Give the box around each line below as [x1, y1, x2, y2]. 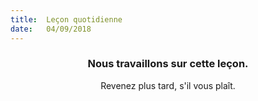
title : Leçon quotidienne [10, 14, 123, 25]
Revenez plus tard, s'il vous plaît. [100, 79, 236, 91]
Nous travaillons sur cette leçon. [87, 57, 249, 71]
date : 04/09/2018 [10, 24, 92, 34]
